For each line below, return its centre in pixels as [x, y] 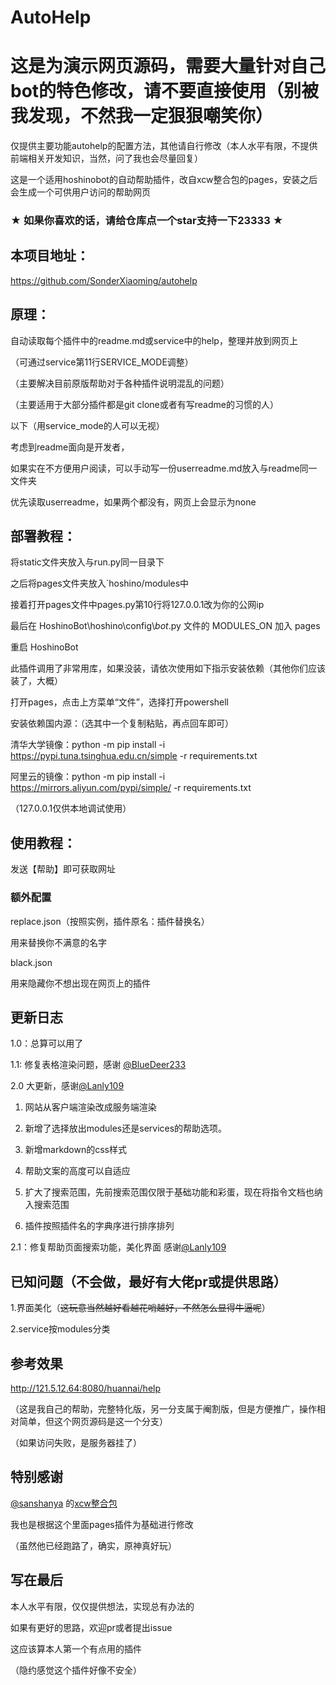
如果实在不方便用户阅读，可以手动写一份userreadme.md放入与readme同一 [164, 468]
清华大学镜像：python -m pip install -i [88, 745]
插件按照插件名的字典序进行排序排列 [99, 1226]
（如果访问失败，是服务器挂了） [76, 1443]
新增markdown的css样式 [75, 1150]
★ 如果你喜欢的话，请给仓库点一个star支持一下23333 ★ [147, 221]
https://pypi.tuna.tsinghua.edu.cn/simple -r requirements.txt [134, 756]
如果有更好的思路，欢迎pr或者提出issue [91, 1627]
